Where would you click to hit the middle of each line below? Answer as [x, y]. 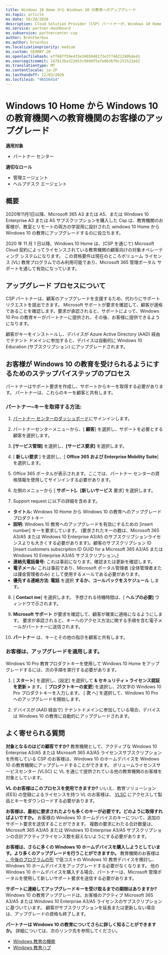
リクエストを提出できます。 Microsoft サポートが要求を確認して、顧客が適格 [84, 305]
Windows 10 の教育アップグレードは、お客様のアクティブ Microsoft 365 [79, 895]
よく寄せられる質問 [35, 733]
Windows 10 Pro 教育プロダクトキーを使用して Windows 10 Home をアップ [82, 663]
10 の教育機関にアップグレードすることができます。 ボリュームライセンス [81, 765]
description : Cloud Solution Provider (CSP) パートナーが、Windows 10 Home [84, 24]
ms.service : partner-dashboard [38, 28]
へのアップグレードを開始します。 [48, 699]
